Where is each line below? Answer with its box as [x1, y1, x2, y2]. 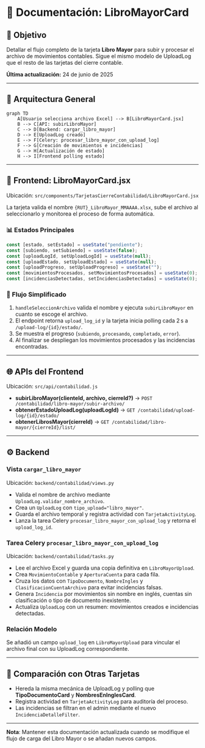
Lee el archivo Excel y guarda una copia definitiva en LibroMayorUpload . [15, 564, 195, 572]
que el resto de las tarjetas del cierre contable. [6, 59, 124, 66]
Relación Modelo [6, 625, 57, 634]
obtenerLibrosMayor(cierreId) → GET [15, 418, 110, 426]
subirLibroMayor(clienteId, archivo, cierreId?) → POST [15, 394, 153, 402]
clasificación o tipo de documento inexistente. [15, 597, 131, 604]
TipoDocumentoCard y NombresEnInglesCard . [15, 691, 136, 699]
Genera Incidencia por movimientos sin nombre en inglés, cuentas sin [15, 590, 192, 598]
